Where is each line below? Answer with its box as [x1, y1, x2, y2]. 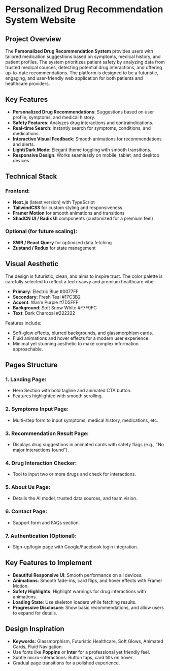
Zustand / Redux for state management [12, 245, 96, 251]
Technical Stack [5, 172, 57, 181]
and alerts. [12, 141, 36, 147]
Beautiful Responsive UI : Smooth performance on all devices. [12, 572, 143, 578]
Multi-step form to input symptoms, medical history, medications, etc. [12, 417, 158, 423]
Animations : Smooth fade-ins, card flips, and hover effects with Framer [12, 577, 162, 584]
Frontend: [5, 187, 30, 194]
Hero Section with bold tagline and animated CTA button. [12, 388, 132, 394]
